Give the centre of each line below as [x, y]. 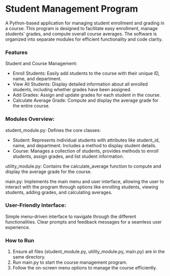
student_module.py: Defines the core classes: [53, 130]
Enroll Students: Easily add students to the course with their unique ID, [86, 73]
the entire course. [31, 106]
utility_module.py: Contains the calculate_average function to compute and [83, 166]
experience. [18, 227]
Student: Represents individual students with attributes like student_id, [86, 140]
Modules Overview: [30, 119]
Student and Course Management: [41, 64]
